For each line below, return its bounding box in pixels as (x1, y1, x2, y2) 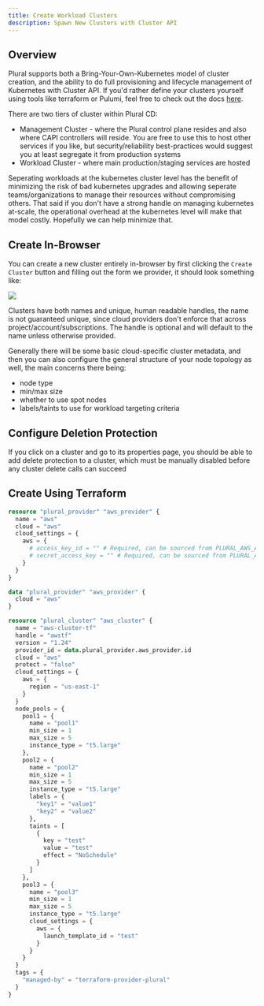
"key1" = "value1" (36, 800, 97, 808)
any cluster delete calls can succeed (8, 464, 127, 473)
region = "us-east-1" (28, 683, 101, 691)
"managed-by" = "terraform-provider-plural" (22, 976, 170, 984)
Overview (8, 48, 57, 61)
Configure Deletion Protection (8, 427, 158, 440)
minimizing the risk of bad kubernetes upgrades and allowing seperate (8, 182, 237, 192)
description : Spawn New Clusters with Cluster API (8, 19, 178, 27)
